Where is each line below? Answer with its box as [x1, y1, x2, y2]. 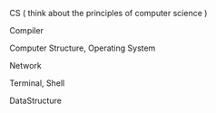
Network [9, 61, 43, 71]
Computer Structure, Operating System [9, 42, 156, 53]
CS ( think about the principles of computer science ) [9, 8, 208, 18]
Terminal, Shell [9, 78, 65, 89]
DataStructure [9, 95, 62, 106]
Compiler [9, 25, 44, 35]
